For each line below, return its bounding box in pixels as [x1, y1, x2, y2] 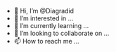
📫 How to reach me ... [13, 37, 79, 45]
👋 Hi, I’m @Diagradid [13, 7, 75, 15]
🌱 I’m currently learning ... [13, 22, 89, 30]
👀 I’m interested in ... [13, 14, 74, 22]
